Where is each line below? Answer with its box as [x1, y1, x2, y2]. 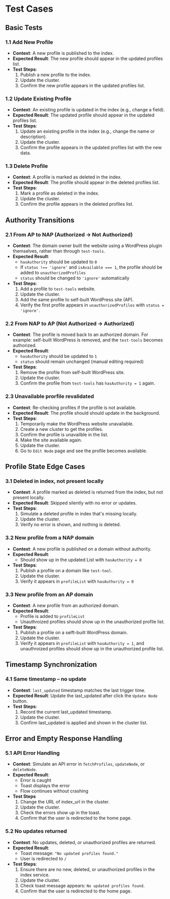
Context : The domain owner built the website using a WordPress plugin [12, 242, 162, 249]
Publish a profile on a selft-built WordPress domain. [20, 630, 128, 636]
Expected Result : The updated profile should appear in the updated [12, 112, 155, 118]
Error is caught [20, 777, 52, 783]
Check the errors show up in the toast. [20, 810, 100, 816]
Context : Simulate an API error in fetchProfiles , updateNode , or [12, 761, 145, 767]
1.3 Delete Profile [5, 163, 48, 170]
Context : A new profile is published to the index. [12, 50, 114, 56]
